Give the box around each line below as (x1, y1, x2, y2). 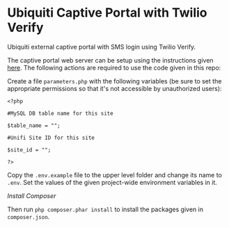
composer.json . (7, 212, 50, 220)
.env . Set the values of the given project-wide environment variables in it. (7, 178, 218, 186)
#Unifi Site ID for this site (7, 134, 95, 141)
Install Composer (7, 191, 56, 199)
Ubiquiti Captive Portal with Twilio (7, 5, 207, 21)
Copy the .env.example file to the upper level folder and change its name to (7, 170, 223, 179)
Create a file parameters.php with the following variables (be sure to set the (7, 76, 222, 85)
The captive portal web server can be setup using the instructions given (7, 56, 214, 64)
